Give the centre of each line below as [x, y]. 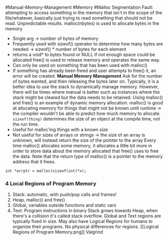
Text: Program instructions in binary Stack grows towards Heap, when [85, 211]
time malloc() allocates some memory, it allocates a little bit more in [82, 145]
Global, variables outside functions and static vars [64, 205]
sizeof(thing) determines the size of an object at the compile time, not [86, 119]
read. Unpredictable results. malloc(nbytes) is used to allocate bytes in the [82, 23]
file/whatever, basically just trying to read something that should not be [79, 18]
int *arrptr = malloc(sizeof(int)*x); [46, 171]
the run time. [26, 124]
